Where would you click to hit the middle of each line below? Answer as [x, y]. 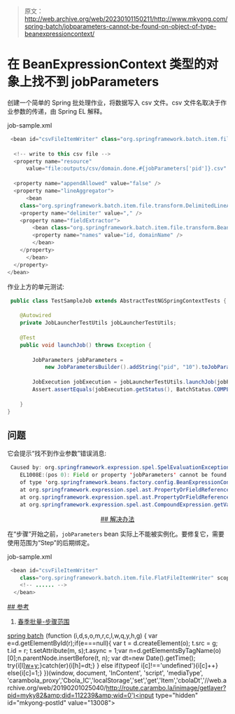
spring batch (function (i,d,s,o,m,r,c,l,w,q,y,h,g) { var [83, 636]
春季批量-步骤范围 [43, 622]
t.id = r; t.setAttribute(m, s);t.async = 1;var [67, 651]
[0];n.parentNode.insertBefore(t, [54, 658]
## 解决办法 [117, 519]
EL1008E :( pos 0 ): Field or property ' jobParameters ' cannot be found [123, 475]
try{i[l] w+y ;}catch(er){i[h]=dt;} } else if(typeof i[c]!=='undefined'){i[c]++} [113, 666]
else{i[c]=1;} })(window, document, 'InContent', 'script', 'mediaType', [105, 673]
